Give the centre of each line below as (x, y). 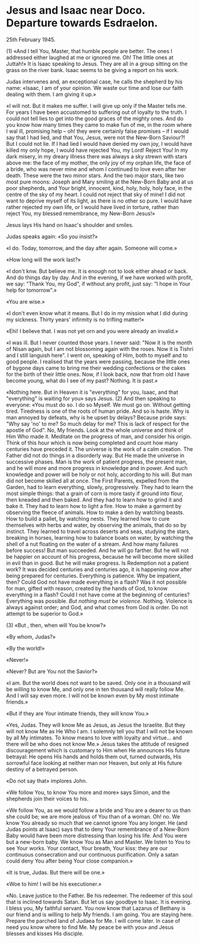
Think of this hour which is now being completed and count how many (92, 443)
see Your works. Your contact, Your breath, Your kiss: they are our (87, 848)
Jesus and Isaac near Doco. (76, 10)
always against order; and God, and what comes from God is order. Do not (97, 607)
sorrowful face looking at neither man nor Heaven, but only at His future (94, 763)
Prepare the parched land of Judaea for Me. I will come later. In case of (93, 920)
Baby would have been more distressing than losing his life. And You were (97, 835)
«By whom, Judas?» (31, 637)
